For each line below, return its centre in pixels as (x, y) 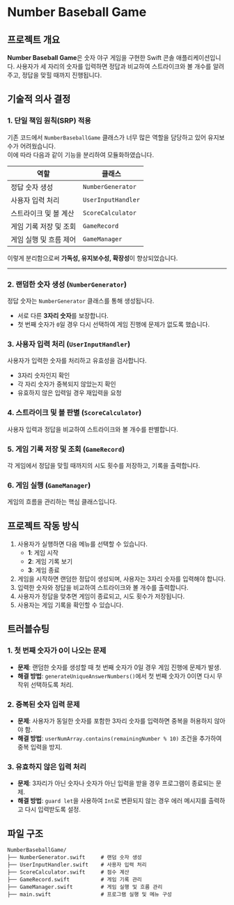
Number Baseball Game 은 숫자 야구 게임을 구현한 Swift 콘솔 (91, 58)
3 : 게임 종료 (44, 570)
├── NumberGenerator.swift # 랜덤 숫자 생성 (75, 858)
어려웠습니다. (38, 146)
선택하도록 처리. (52, 685)
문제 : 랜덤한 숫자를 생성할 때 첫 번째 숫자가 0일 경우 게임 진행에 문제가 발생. (119, 667)
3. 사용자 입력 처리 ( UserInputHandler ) (69, 344)
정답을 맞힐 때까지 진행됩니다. (62, 75)
